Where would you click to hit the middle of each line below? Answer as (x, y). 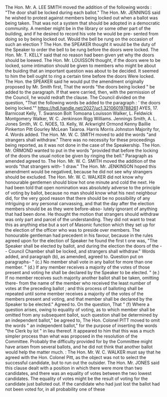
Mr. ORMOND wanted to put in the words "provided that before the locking (82, 150)
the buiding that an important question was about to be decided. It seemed (82, 71)
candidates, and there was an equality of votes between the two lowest (79, 373)
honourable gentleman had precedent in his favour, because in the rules (79, 235)
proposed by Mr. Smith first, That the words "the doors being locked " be (80, 87)
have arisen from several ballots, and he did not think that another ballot (79, 347)
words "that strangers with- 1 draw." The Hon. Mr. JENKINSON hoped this (81, 166)
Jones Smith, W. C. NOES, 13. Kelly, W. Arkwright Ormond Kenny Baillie (78, 124)
